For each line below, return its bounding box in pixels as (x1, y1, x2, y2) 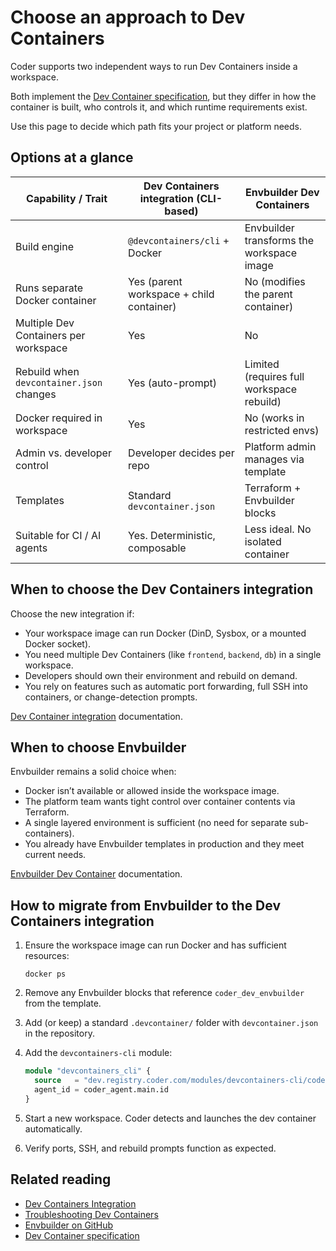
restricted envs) (244, 423, 320, 437)
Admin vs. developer (15, 446, 112, 460)
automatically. (24, 1122, 83, 1135)
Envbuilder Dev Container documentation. (10, 868, 183, 880)
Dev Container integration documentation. (10, 710, 183, 722)
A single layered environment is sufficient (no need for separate (24, 817, 288, 829)
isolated (244, 534, 282, 548)
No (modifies (244, 274, 306, 288)
